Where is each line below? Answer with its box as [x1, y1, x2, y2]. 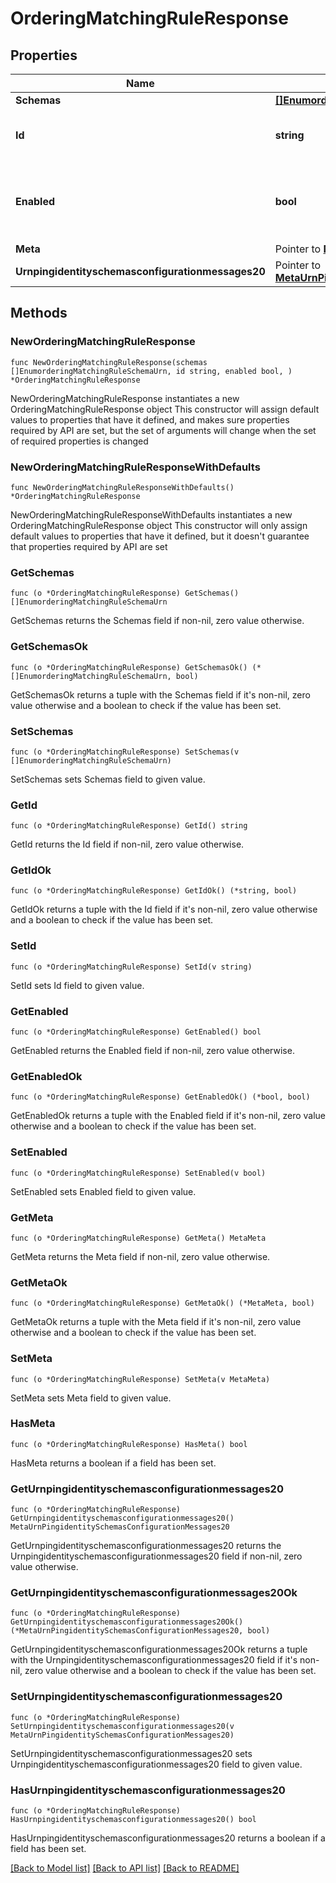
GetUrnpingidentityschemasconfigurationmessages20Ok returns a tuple [10, 1643, 308, 1656]
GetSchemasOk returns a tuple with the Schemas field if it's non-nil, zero [10, 688, 311, 701]
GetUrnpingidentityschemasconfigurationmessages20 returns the [10, 1540, 282, 1552]
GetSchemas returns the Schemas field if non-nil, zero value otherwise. [10, 615, 305, 627]
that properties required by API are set [10, 540, 168, 552]
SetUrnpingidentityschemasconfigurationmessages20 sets [10, 1747, 253, 1759]
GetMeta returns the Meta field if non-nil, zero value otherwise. [10, 1250, 271, 1262]
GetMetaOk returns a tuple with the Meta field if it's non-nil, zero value [10, 1316, 302, 1328]
